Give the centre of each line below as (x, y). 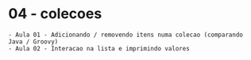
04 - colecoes (55, 14)
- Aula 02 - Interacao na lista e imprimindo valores (99, 48)
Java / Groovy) (33, 41)
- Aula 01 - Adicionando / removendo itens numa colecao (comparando (126, 35)
